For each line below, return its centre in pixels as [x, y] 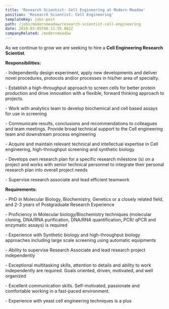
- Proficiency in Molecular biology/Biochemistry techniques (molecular [78, 214]
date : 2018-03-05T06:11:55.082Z [39, 29]
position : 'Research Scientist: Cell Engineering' [60, 15]
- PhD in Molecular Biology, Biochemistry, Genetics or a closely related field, [84, 199]
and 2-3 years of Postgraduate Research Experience [60, 204]
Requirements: [21, 189]
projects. [14, 98]
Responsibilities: [23, 63]
